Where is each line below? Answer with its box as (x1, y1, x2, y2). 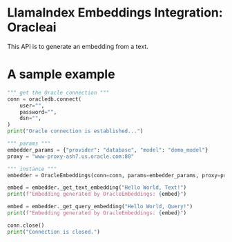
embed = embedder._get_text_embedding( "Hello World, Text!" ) (7, 184, 187, 191)
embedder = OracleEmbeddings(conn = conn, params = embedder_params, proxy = (7, 172, 221, 179)
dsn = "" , (19, 115, 41, 122)
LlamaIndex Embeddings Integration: (7, 5, 223, 21)
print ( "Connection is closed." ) (7, 228, 100, 235)
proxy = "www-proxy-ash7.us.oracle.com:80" (7, 153, 135, 160)
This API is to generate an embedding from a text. (7, 42, 148, 50)
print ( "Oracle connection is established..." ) (7, 128, 144, 135)
